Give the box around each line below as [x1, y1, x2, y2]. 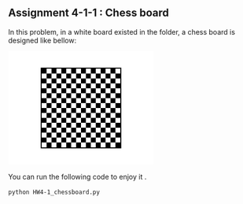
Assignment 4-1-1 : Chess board [8, 6, 169, 20]
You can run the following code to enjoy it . [8, 172, 147, 181]
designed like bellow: [8, 35, 77, 45]
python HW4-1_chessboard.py [8, 188, 101, 196]
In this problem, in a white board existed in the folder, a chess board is [8, 27, 236, 36]
